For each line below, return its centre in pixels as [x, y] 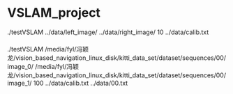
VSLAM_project [54, 13]
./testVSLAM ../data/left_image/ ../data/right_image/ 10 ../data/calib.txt [108, 32]
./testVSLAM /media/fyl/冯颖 [48, 49]
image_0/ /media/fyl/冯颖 [43, 66]
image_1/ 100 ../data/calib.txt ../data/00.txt [68, 83]
